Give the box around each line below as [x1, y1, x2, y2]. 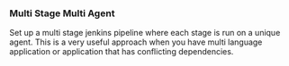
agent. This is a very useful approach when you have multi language [9, 37, 263, 47]
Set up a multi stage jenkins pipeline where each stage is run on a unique [9, 28, 281, 38]
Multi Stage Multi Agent [9, 7, 115, 20]
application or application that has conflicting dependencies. [9, 46, 234, 57]
